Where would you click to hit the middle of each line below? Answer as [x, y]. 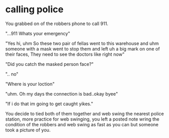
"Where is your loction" [30, 84]
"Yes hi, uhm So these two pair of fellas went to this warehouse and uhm [82, 43]
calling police [34, 9]
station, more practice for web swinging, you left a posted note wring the [82, 119]
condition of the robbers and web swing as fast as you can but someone [82, 124]
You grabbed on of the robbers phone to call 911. [57, 24]
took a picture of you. [28, 130]
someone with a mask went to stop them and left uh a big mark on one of [83, 49]
